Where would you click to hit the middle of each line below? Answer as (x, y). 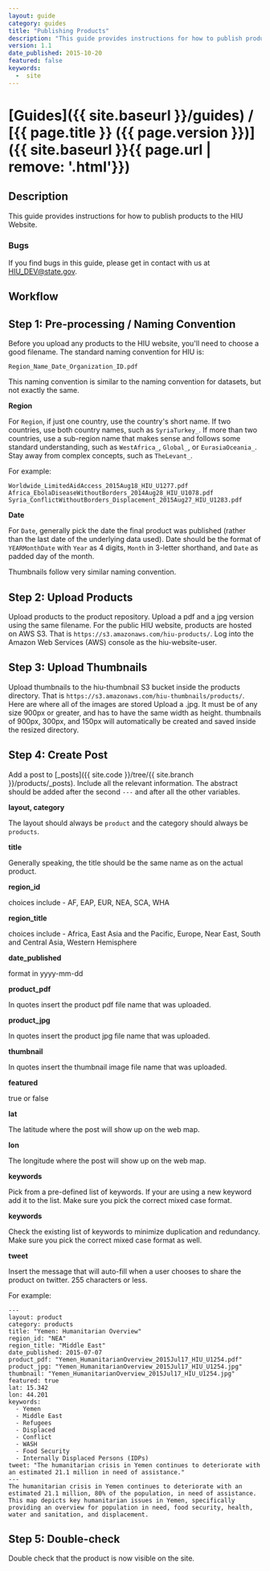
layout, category (37, 807)
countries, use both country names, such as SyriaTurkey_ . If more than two (133, 430)
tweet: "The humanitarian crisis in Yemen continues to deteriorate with (135, 1465)
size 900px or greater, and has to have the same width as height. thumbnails (135, 713)
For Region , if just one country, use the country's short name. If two (120, 422)
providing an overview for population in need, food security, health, (131, 1507)
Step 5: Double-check (64, 1539)
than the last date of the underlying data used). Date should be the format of (135, 540)
